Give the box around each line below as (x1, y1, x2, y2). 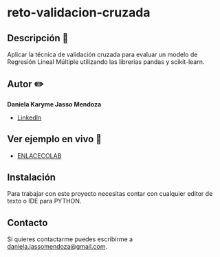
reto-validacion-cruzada (7, 5, 151, 21)
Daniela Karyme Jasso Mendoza (7, 100, 102, 108)
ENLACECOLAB (16, 151, 62, 159)
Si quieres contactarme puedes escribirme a (7, 235, 133, 243)
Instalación (7, 172, 56, 183)
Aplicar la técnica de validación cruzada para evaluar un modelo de (7, 50, 198, 58)
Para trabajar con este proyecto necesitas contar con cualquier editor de (7, 190, 213, 198)
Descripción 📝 (7, 32, 69, 44)
